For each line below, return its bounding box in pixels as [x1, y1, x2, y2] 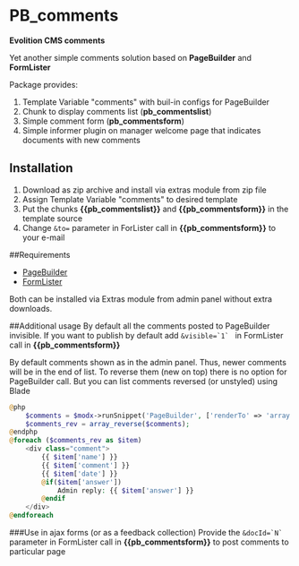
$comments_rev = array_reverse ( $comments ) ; [25, 419, 191, 428]
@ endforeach [9, 511, 54, 520]
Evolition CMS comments [9, 35, 106, 46]
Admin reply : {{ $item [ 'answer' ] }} [56, 485, 194, 495]
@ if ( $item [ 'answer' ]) [41, 477, 123, 486]
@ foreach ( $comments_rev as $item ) [9, 436, 142, 445]
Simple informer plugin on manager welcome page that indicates [21, 124, 261, 135]
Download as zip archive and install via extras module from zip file [21, 184, 267, 195]
